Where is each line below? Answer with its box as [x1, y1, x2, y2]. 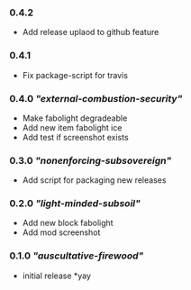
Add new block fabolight [22, 218, 114, 229]
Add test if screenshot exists [22, 131, 129, 142]
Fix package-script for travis [22, 69, 129, 80]
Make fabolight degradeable [22, 113, 128, 123]
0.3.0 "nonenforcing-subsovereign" [9, 154, 172, 167]
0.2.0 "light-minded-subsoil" [9, 197, 141, 210]
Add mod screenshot [22, 227, 101, 238]
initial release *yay [22, 270, 92, 281]
